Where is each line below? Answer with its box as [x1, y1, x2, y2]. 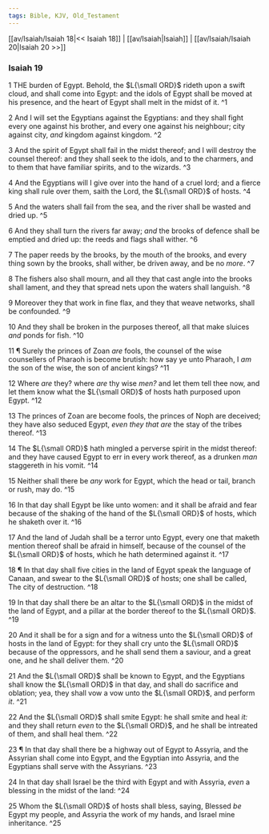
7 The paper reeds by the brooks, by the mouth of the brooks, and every [8, 250, 247, 259]
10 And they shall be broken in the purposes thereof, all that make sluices [8, 322, 250, 331]
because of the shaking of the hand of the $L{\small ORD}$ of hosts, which [8, 508, 257, 518]
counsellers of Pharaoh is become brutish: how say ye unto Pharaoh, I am [8, 354, 252, 364]
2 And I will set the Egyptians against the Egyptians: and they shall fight [8, 113, 244, 122]
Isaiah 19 [8, 62, 43, 73]
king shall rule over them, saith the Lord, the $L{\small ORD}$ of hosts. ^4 [8, 186, 251, 196]
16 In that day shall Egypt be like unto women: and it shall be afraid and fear [8, 499, 258, 509]
